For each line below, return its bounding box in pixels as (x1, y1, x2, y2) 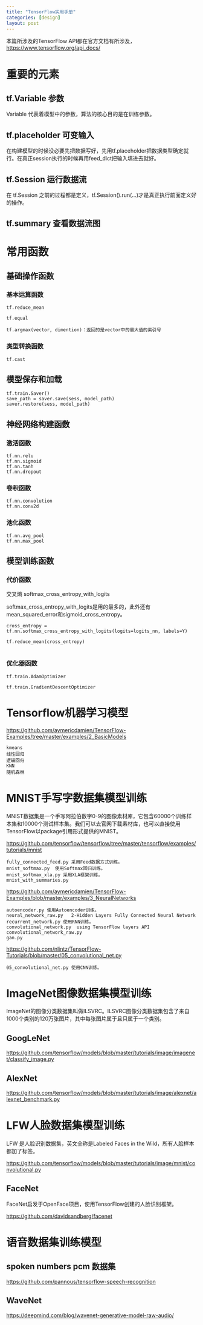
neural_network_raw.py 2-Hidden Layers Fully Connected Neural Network (6, 912, 196, 918)
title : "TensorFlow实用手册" (6, 8, 76, 15)
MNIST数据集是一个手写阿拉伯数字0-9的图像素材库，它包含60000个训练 (6, 812, 187, 819)
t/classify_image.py (6, 1056, 54, 1063)
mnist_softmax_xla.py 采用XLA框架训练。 (6, 871, 103, 878)
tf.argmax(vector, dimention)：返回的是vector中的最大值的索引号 (6, 327, 161, 333)
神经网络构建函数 (6, 419, 70, 429)
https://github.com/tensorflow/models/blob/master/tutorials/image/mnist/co (6, 1160, 196, 1167)
